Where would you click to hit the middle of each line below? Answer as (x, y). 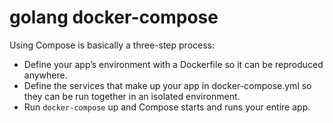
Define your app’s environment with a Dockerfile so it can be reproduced (173, 64)
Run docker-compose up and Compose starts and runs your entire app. (167, 107)
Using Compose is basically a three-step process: (112, 45)
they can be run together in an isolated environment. (132, 96)
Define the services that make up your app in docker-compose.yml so (167, 85)
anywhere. (45, 75)
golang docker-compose (114, 17)
